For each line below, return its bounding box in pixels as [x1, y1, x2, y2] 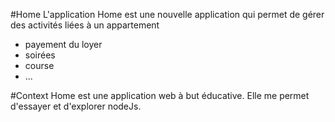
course [24, 60, 55, 71]
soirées [24, 49, 56, 61]
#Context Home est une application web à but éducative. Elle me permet [10, 90, 310, 101]
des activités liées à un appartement [10, 19, 160, 31]
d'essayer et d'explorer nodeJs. [10, 100, 142, 112]
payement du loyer [24, 39, 103, 50]
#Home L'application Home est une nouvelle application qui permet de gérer [10, 9, 325, 20]
